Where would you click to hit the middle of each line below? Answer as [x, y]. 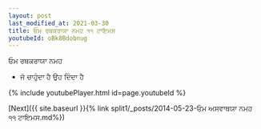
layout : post [30, 16]
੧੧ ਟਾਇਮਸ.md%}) [37, 118]
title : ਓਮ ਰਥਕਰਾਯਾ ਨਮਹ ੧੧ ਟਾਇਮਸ [62, 30]
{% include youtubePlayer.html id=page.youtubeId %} [97, 93]
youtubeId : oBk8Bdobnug [48, 38]
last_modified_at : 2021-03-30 [59, 23]
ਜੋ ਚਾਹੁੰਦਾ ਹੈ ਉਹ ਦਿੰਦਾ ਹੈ [52, 77]
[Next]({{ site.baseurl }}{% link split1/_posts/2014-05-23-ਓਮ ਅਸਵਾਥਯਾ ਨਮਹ [130, 108]
